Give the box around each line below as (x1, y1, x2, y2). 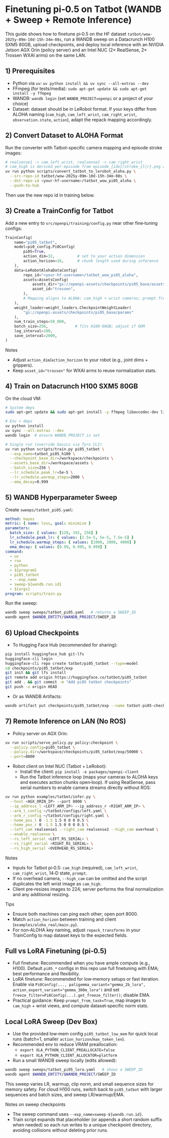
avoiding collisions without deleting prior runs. (12, 1127, 109, 1133)
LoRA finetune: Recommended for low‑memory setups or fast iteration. (12, 976, 159, 982)
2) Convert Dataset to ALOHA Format (5, 131, 124, 140)
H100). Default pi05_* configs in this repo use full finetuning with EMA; (12, 966, 159, 972)
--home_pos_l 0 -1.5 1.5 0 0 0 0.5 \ (10, 818, 89, 823)
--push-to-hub (10, 183, 39, 188)
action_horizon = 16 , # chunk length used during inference (23, 258, 158, 264)
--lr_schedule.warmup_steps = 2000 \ (10, 474, 84, 480)
